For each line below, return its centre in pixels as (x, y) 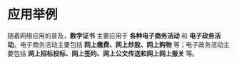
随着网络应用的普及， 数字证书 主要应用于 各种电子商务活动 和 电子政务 (111, 36)
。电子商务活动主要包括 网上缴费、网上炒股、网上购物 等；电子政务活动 (118, 44)
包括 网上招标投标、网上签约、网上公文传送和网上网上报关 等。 (106, 53)
